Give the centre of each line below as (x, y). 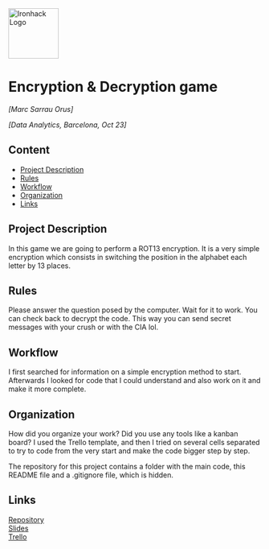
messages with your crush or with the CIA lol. (84, 327)
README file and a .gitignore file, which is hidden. (91, 475)
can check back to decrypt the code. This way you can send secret (120, 319)
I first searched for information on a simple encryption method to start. (125, 372)
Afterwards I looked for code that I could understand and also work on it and (134, 381)
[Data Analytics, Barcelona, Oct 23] (67, 125)
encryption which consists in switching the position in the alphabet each (128, 257)
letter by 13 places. (39, 266)
